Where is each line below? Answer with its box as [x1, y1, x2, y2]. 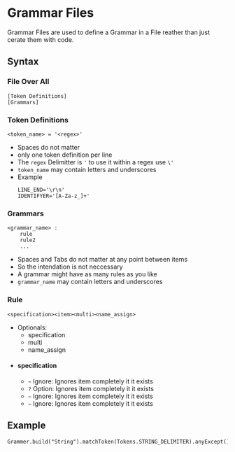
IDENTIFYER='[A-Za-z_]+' [17, 192, 90, 199]
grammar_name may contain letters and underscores [17, 278, 163, 286]
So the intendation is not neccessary [17, 262, 124, 271]
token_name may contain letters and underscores [17, 165, 157, 174]
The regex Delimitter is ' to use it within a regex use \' [17, 157, 174, 166]
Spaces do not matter [17, 143, 80, 151]
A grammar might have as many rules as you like [17, 270, 157, 278]
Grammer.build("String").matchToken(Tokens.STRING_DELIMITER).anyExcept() [7, 438, 230, 445]
